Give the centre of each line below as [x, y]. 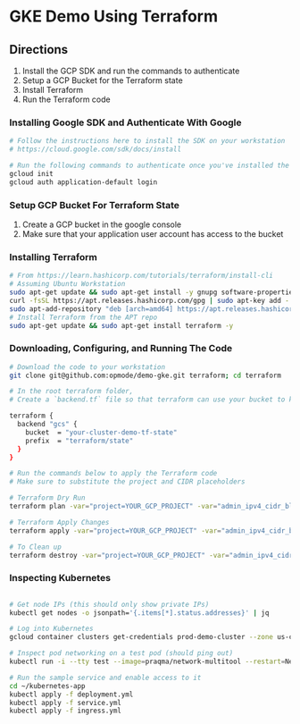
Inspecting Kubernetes [60, 578]
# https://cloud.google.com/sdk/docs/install [95, 149]
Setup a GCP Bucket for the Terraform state [102, 80]
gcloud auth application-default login [83, 182]
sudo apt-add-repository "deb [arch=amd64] [92, 309]
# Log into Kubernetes [51, 629]
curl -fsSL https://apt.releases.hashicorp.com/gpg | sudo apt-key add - [150, 300]
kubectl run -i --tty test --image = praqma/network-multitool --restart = [147, 662]
